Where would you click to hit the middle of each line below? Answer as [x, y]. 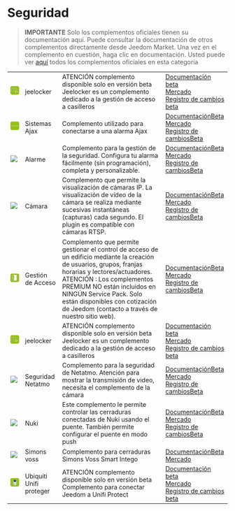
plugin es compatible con [98, 224]
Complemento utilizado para [102, 123]
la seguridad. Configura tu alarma [110, 156]
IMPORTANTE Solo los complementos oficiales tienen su [106, 32]
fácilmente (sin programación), [106, 163]
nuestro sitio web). [89, 316]
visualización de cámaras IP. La [107, 187]
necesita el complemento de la [106, 388]
